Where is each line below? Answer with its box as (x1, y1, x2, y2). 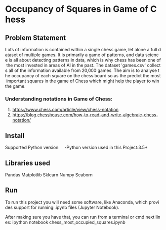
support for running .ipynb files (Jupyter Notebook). (14, 204, 120, 210)
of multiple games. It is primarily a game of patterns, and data (19, 52, 144, 58)
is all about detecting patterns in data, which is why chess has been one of (9, 57, 161, 63)
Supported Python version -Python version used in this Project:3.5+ (5, 144, 148, 151)
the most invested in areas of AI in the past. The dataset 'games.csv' (6, 63, 146, 68)
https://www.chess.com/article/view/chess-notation (12, 107, 119, 113)
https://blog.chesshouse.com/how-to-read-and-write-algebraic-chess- (12, 112, 159, 118)
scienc (145, 52, 159, 58)
